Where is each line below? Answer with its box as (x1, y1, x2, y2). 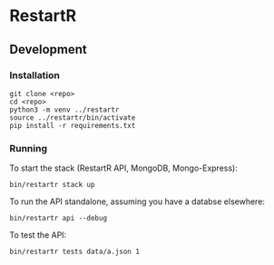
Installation (9, 69, 61, 82)
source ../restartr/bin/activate (9, 113, 136, 123)
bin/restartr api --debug (9, 214, 107, 223)
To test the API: (9, 230, 67, 240)
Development (9, 42, 88, 57)
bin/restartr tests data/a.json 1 (9, 247, 141, 257)
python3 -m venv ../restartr (9, 105, 120, 114)
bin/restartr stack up (9, 181, 95, 190)
